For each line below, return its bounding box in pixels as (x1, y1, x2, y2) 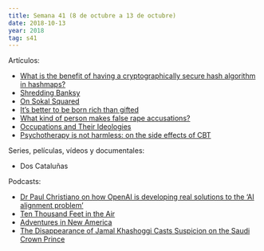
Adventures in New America (19, 218, 112, 227)
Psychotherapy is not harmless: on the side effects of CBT (19, 131, 211, 140)
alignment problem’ (19, 201, 84, 210)
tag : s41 (8, 33, 37, 42)
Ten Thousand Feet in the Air (19, 209, 116, 219)
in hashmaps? (19, 80, 66, 89)
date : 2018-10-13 (8, 19, 66, 27)
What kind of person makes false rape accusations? (19, 113, 191, 124)
